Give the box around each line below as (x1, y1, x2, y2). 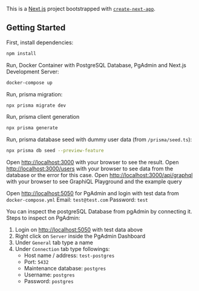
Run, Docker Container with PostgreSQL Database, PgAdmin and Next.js (6, 61, 186, 69)
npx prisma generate (6, 125, 59, 131)
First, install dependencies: (6, 39, 74, 46)
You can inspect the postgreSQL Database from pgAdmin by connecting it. (6, 208, 192, 215)
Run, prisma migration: (6, 90, 63, 98)
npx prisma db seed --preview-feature (6, 148, 104, 154)
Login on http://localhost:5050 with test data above (15, 226, 143, 233)
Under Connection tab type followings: (15, 246, 110, 253)
